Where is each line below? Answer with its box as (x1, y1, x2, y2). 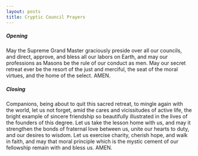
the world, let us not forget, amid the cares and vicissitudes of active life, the (6, 107, 192, 114)
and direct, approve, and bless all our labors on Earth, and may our (6, 54, 168, 61)
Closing (6, 86, 25, 93)
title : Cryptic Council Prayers (6, 14, 85, 20)
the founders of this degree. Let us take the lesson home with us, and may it (6, 119, 191, 127)
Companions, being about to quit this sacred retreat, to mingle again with (6, 101, 183, 108)
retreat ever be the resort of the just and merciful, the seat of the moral (6, 66, 179, 73)
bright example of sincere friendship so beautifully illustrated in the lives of (6, 113, 188, 120)
